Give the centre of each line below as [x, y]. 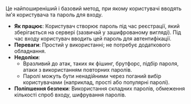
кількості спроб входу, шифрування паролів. [70, 95]
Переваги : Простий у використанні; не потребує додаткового [92, 45]
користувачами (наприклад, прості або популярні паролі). [96, 82]
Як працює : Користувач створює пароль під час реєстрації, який [97, 26]
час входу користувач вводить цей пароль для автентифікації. [93, 38]
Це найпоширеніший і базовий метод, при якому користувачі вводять [94, 9]
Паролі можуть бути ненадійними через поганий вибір [92, 76]
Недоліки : [27, 57]
